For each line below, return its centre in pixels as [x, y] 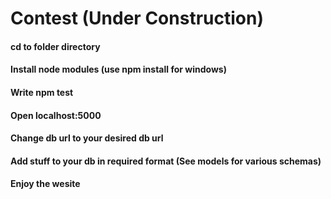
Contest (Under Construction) [137, 18]
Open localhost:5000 [56, 115]
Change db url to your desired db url [87, 138]
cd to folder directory [55, 46]
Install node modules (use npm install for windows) [118, 69]
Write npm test [42, 92]
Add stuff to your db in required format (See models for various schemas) [166, 161]
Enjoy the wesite [45, 184]
